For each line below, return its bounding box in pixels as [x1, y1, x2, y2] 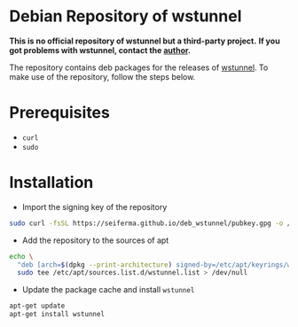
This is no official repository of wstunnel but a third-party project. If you [9, 35, 281, 46]
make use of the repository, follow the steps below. [9, 71, 196, 82]
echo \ [9, 252, 34, 261]
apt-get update [9, 301, 66, 311]
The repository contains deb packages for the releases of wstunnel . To [9, 62, 269, 73]
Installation [9, 173, 94, 192]
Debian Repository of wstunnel [9, 6, 242, 27]
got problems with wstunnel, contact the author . [9, 44, 192, 55]
